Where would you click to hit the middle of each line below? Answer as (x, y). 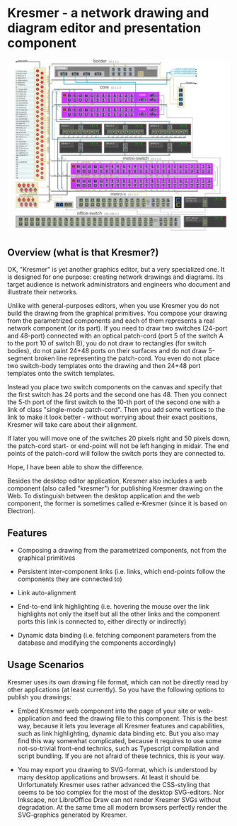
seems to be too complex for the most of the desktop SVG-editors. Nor (121, 792)
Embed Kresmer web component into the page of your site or (107, 711)
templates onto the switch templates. (61, 374)
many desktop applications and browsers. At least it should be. (109, 777)
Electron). (22, 511)
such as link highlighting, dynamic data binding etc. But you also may (118, 733)
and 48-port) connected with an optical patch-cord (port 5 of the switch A (116, 336)
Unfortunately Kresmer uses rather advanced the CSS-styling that (114, 784)
